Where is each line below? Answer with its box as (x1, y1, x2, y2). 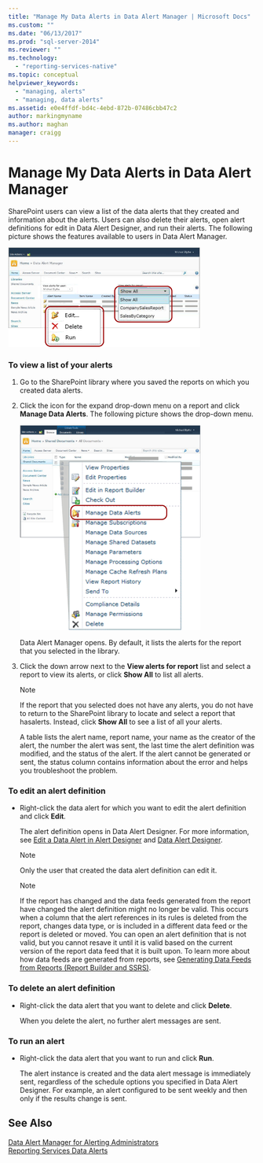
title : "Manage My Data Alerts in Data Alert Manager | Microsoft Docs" (8, 13, 251, 20)
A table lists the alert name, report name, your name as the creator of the (19, 733, 256, 742)
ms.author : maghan (8, 120, 68, 129)
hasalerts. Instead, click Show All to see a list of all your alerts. (19, 717, 222, 727)
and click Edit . (19, 811, 67, 821)
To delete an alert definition (8, 983, 115, 994)
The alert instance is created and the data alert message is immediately (19, 1069, 251, 1078)
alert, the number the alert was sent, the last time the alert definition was (19, 740, 255, 751)
